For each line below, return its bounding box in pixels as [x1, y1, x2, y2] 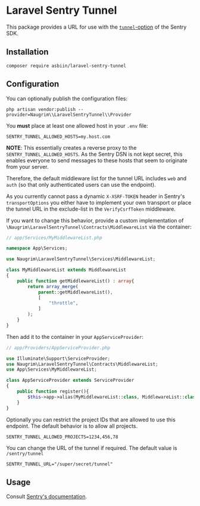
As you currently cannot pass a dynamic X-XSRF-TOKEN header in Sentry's [6, 192, 185, 200]
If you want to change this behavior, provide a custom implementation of [6, 217, 184, 224]
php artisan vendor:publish [6, 106, 76, 112]
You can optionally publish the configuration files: [6, 95, 128, 102]
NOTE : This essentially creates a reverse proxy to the [6, 144, 137, 151]
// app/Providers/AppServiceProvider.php [6, 344, 111, 351]
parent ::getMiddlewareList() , [37, 289, 113, 295]
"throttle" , [48, 300, 79, 306]
